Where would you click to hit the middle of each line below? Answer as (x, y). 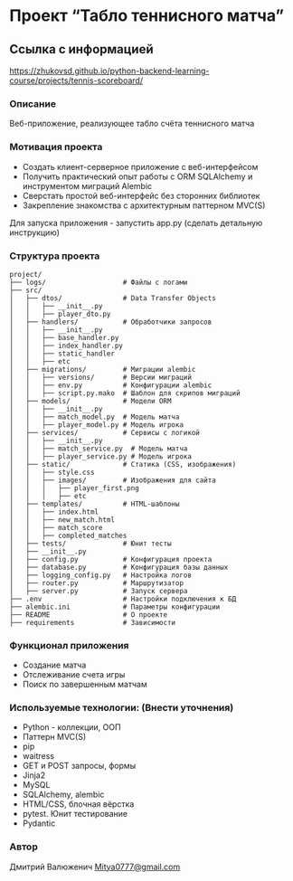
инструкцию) (35, 232)
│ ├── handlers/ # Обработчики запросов (111, 322)
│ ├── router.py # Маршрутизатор (96, 583)
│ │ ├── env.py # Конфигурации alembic (111, 385)
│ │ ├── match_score (56, 527)
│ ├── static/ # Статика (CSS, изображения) (123, 464)
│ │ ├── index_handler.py (66, 346)
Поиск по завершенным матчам (85, 685)
